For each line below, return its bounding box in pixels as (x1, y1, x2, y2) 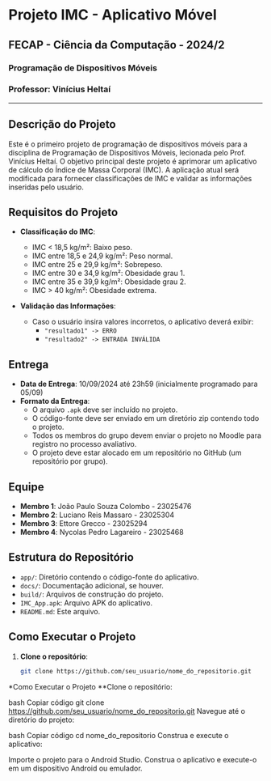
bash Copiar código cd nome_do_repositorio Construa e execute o (8, 730, 229, 740)
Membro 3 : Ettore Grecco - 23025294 (19, 519, 148, 528)
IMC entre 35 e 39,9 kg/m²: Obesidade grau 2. (31, 277, 187, 287)
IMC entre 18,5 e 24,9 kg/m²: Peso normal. (31, 251, 173, 261)
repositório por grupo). (31, 456, 108, 466)
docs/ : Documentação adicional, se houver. (19, 580, 164, 590)
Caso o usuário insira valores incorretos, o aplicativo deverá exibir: (31, 317, 254, 327)
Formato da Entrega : (19, 397, 90, 406)
